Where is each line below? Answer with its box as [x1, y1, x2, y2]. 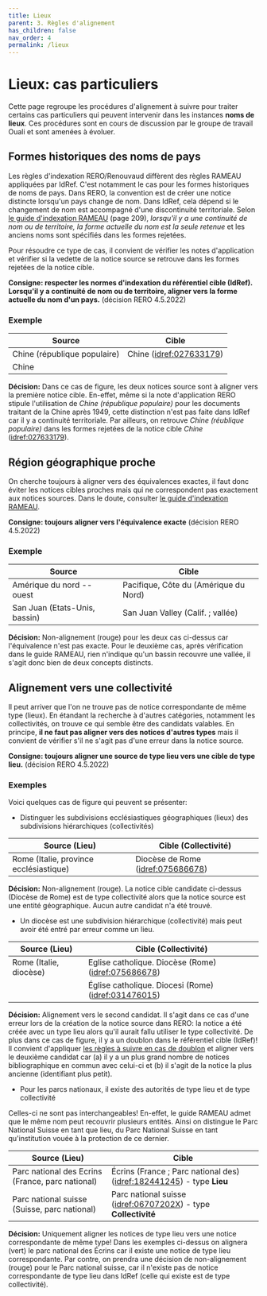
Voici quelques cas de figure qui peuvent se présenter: [8, 798, 188, 807]
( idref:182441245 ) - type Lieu [110, 1176, 229, 1187]
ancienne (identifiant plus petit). [8, 1070, 113, 1079]
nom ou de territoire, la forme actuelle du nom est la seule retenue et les [8, 222, 245, 231]
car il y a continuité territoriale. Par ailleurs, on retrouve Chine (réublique [8, 416, 245, 425]
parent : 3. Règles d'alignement [8, 19, 115, 27]
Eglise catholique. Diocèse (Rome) [87, 957, 217, 968]
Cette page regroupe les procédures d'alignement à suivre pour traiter [8, 102, 238, 111]
